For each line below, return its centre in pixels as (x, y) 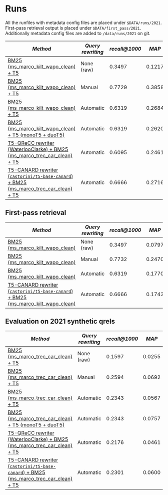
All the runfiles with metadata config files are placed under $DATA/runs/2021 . (83, 23)
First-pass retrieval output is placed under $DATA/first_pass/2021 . (73, 28)
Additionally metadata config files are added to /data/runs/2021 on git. (78, 33)
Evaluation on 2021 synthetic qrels (60, 321)
